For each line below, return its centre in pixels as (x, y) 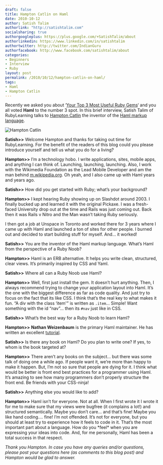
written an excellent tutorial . (33, 333)
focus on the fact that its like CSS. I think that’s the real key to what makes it (81, 298)
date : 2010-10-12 (23, 19)
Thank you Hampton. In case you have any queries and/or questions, (75, 447)
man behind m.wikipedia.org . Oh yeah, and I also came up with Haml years (80, 175)
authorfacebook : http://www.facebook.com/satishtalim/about (67, 50)
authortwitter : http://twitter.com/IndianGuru (53, 46)
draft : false (18, 10)
